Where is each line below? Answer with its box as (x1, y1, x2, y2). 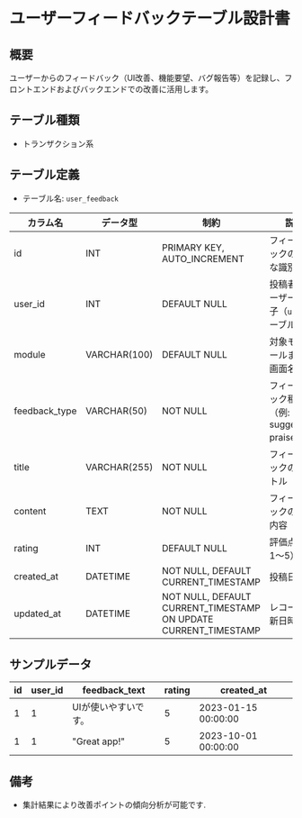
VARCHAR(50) (84, 404, 148, 417)
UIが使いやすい (71, 701, 136, 713)
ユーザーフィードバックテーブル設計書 (9, 8, 290, 29)
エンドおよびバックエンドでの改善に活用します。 (32, 84, 214, 95)
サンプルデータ (9, 657, 93, 672)
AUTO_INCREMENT (161, 252, 244, 265)
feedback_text (82, 684, 146, 696)
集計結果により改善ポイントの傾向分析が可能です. (22, 799, 207, 811)
